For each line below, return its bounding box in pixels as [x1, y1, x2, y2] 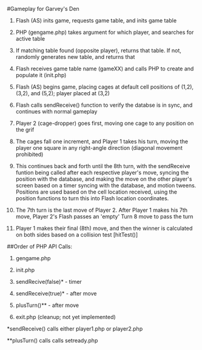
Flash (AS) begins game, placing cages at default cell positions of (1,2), [15, 83, 194, 90]
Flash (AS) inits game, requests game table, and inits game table [15, 17, 177, 24]
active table [15, 35, 45, 42]
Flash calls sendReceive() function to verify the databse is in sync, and [15, 101, 193, 109]
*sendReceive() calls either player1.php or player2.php [7, 325, 143, 332]
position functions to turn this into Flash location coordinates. [15, 195, 169, 202]
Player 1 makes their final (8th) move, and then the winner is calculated [15, 224, 193, 232]
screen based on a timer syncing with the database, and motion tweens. [15, 182, 197, 189]
